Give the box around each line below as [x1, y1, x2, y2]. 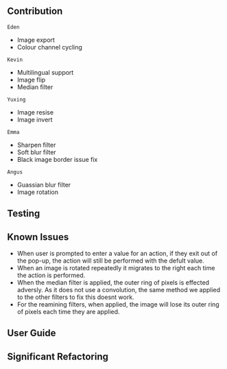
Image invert [16, 115, 53, 123]
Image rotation [16, 188, 58, 196]
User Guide [7, 327, 56, 339]
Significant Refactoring [7, 350, 108, 362]
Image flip [16, 75, 46, 84]
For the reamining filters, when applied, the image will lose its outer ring [16, 300, 219, 309]
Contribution [7, 5, 63, 17]
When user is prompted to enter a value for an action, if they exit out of [16, 250, 218, 258]
